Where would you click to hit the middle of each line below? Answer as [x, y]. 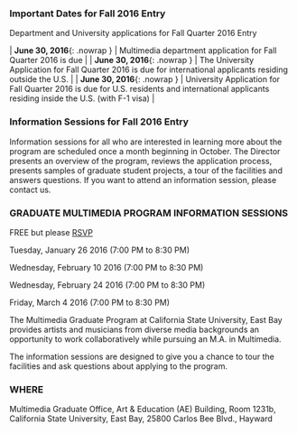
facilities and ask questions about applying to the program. [119, 366]
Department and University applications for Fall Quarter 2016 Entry [133, 33]
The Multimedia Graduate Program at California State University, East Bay [146, 319]
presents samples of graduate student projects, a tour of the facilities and [146, 170]
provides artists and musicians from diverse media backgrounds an [135, 329]
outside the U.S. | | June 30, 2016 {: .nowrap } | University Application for [145, 79]
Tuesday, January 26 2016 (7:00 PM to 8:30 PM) [99, 250]
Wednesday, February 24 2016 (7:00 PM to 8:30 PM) [107, 285]
